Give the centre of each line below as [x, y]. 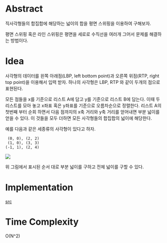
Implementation [39, 188]
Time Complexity [42, 222]
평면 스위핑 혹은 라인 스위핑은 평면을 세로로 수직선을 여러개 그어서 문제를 [77, 34]
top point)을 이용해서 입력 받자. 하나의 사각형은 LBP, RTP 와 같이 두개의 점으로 [83, 82]
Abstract [24, 9]
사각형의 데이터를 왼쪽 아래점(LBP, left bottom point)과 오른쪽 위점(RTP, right [82, 76]
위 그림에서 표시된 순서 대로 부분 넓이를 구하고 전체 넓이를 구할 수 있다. [75, 167]
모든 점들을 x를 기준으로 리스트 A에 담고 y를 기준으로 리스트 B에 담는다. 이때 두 [83, 99]
